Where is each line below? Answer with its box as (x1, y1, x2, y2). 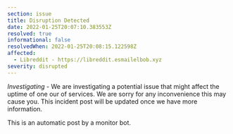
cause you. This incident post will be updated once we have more (7, 97, 198, 106)
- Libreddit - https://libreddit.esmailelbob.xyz (13, 56, 162, 63)
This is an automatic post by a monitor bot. (7, 118, 132, 127)
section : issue (7, 10, 52, 18)
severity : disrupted (7, 63, 68, 70)
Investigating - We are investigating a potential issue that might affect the (7, 82, 220, 90)
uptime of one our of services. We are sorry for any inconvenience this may (7, 90, 227, 98)
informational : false (7, 37, 71, 44)
